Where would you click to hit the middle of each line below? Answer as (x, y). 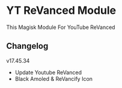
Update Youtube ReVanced (48, 72)
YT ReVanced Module (61, 11)
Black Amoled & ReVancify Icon (54, 78)
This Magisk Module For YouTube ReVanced (61, 27)
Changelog (27, 46)
